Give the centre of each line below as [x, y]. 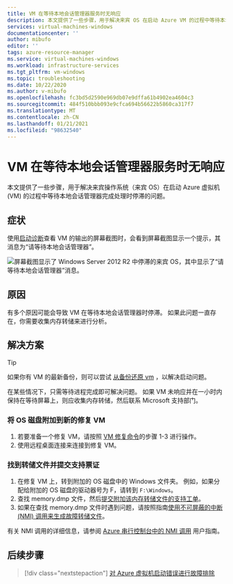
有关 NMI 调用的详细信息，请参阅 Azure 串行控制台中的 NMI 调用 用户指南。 [115, 531]
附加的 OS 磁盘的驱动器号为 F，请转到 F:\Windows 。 [103, 490]
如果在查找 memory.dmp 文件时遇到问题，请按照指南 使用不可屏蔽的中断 [120, 507]
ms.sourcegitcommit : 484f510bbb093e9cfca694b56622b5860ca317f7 [101, 104]
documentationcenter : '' [43, 33]
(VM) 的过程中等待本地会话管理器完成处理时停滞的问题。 [88, 196]
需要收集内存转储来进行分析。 [68, 321]
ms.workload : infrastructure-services [63, 65]
